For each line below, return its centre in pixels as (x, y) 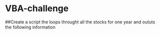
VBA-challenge (37, 9)
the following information (30, 27)
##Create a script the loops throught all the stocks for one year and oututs (80, 22)
